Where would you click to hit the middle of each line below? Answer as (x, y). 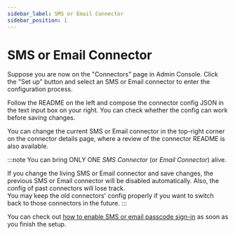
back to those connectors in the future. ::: (67, 203)
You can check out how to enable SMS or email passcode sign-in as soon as (118, 217)
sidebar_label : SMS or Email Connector (66, 14)
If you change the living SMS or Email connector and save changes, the (110, 173)
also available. (28, 146)
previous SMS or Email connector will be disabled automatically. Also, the (113, 181)
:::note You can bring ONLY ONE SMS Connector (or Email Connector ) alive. (117, 160)
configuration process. (40, 89)
